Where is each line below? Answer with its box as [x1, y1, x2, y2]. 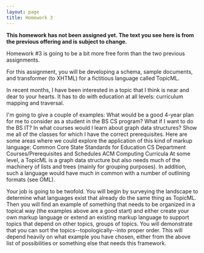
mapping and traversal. [6, 99, 65, 107]
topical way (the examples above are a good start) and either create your [6, 207, 189, 214]
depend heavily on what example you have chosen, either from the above [6, 233, 191, 240]
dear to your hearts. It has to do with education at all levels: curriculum [6, 93, 184, 100]
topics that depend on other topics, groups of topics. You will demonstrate [6, 220, 193, 227]
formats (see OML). [6, 176, 55, 183]
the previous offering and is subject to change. [6, 38, 127, 45]
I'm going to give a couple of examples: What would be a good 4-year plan [6, 111, 194, 118]
